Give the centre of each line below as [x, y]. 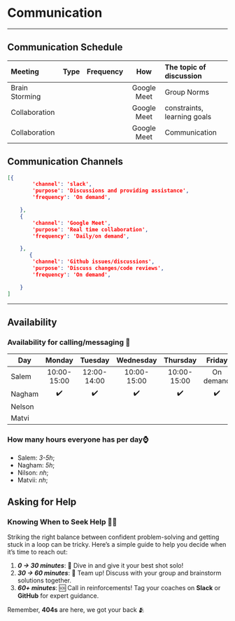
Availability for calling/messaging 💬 [69, 342]
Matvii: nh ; [33, 480]
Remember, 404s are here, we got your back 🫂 [76, 610]
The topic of [185, 67]
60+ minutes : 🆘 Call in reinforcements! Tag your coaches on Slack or [119, 588]
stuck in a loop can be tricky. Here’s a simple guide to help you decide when [117, 545]
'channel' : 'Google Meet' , [72, 223]
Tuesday [95, 360]
